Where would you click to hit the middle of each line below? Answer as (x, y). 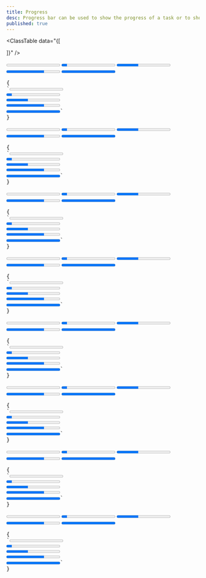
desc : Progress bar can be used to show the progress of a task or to (98, 18)
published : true (27, 23)
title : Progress (27, 12)
